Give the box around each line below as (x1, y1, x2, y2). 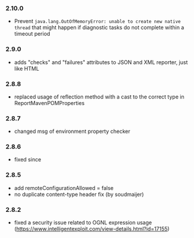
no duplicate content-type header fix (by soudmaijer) (14, 191, 144, 198)
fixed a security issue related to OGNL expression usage (14, 219, 152, 226)
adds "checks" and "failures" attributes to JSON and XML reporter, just (14, 58, 188, 66)
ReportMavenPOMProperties (14, 99, 85, 106)
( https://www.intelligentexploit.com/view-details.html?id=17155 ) (14, 226, 170, 233)
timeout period (14, 30, 50, 37)
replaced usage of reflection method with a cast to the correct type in (14, 93, 185, 100)
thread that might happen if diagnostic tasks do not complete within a (14, 24, 185, 31)
